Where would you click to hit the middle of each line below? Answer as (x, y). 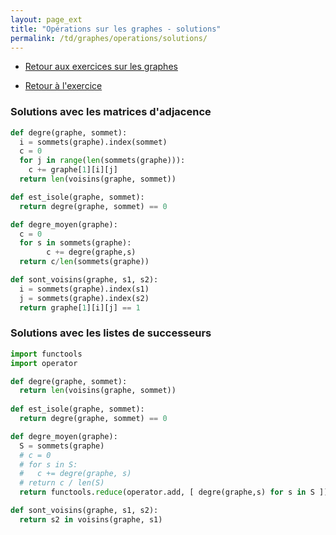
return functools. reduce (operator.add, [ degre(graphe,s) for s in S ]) (174, 492)
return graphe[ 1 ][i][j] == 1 (80, 307)
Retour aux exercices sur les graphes (101, 67)
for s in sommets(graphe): (75, 243)
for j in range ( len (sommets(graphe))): (102, 161)
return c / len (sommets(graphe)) (84, 262)
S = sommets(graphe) (62, 446)
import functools (46, 354)
